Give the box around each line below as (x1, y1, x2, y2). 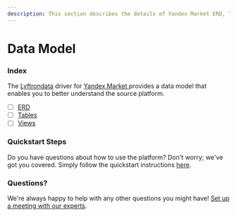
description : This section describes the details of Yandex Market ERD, (7, 10, 226, 18)
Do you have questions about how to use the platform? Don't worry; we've (7, 153, 224, 161)
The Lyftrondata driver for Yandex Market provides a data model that (7, 82, 207, 90)
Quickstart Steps (7, 137, 67, 147)
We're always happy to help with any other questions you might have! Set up (7, 194, 230, 202)
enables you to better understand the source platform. (7, 89, 165, 98)
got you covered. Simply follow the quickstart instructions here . (7, 160, 192, 169)
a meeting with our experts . (7, 201, 87, 210)
